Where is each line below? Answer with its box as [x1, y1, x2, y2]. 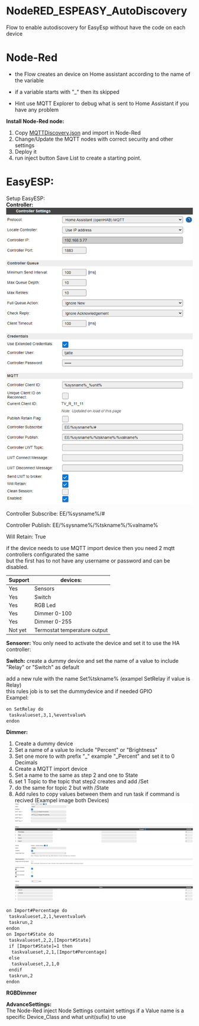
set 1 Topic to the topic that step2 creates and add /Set [14, 778, 149, 785]
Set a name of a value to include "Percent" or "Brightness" [14, 747, 158, 754]
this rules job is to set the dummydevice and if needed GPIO [6, 688, 153, 695]
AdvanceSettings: [6, 1000, 52, 1008]
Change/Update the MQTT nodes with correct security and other [14, 135, 174, 142]
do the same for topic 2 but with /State [14, 784, 110, 792]
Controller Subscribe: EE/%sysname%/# [6, 510, 105, 517]
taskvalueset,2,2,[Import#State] [8, 937, 92, 943]
